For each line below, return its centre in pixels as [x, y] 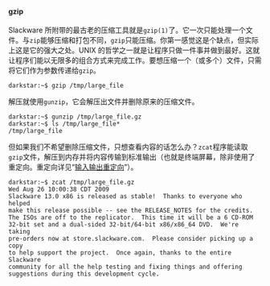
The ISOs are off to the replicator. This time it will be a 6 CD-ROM [131, 218]
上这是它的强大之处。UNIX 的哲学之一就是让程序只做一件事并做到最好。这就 [134, 50]
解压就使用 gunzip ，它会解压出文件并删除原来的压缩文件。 [104, 102]
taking [19, 232]
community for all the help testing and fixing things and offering [125, 267]
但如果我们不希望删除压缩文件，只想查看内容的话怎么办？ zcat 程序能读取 [128, 147]
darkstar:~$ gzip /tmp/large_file [66, 86]
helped [19, 204]
